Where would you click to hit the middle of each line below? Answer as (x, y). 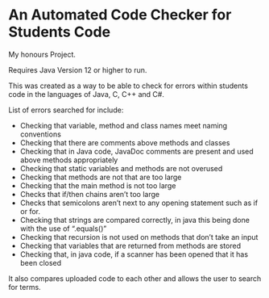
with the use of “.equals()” (63, 229)
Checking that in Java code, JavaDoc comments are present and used (137, 151)
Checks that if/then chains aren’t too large (89, 194)
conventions (41, 134)
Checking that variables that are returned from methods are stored (130, 246)
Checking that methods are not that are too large (101, 177)
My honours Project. (42, 54)
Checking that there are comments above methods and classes (125, 142)
